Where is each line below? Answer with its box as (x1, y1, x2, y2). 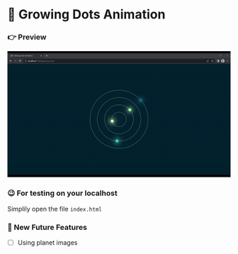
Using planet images (17, 238, 78, 247)
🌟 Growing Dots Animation (7, 6, 166, 23)
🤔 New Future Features (7, 222, 87, 232)
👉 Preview (7, 32, 47, 42)
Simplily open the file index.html (7, 204, 103, 213)
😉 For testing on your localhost (7, 188, 118, 198)
